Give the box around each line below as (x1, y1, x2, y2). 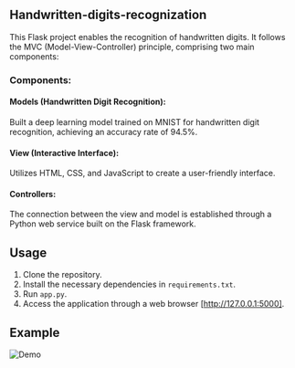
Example (9, 324, 60, 341)
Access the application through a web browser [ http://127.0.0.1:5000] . (22, 299, 285, 310)
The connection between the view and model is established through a (9, 209, 272, 220)
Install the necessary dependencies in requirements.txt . (22, 279, 236, 290)
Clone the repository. (22, 269, 102, 280)
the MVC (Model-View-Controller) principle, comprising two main (9, 41, 255, 52)
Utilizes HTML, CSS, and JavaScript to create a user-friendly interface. (9, 168, 276, 179)
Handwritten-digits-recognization (9, 7, 207, 23)
